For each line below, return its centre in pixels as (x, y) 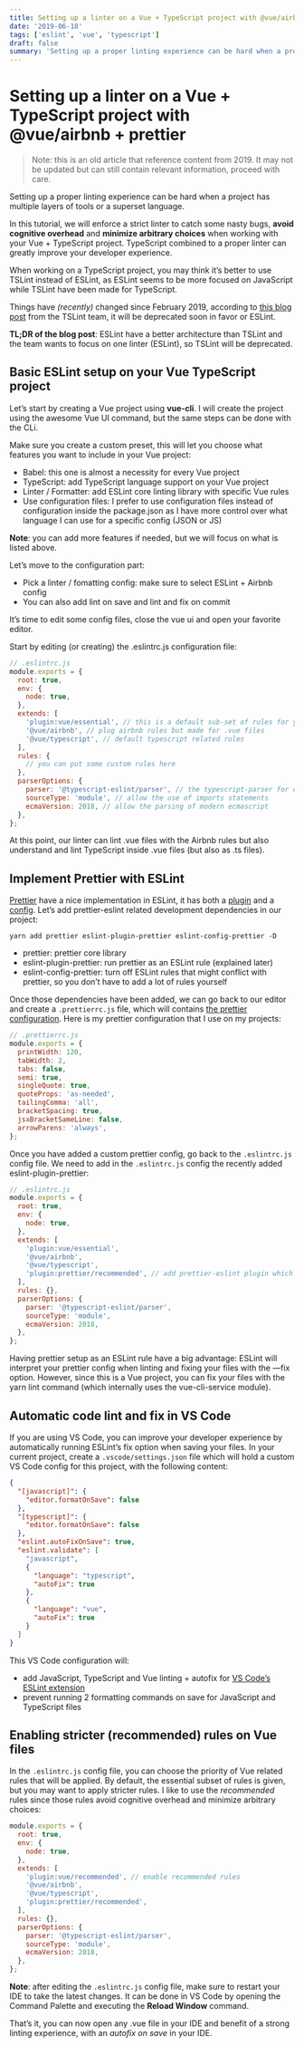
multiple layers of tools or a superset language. (97, 207)
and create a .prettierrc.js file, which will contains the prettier (128, 1009)
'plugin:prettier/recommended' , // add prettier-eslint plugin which (160, 1273)
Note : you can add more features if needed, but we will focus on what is (144, 538)
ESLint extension (54, 1687)
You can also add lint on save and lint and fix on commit (126, 601)
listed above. (33, 547)
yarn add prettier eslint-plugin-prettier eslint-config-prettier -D (143, 937)
